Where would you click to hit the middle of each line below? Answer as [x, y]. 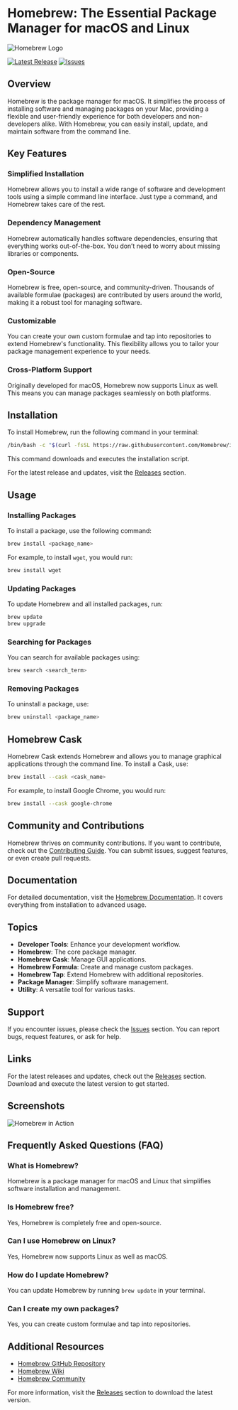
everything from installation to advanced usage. [77, 905]
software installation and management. [64, 1189]
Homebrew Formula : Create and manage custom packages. [105, 967]
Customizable [32, 321]
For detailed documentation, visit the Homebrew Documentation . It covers [115, 898]
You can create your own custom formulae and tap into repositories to [109, 336]
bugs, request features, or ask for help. [64, 1036]
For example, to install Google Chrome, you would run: [87, 790]
